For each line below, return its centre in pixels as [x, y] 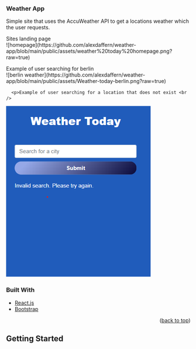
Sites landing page [28, 39]
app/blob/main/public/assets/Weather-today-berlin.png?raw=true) [86, 81]
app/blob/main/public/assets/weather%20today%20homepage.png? [89, 51]
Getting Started [35, 338]
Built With [20, 290]
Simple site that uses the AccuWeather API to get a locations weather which [97, 21]
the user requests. [28, 27]
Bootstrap [26, 309]
